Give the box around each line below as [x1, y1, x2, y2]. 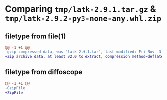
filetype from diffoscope [5, 68, 83, 76]
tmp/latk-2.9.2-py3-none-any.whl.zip [5, 14, 162, 23]
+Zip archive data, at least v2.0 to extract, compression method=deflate [5, 54, 164, 59]
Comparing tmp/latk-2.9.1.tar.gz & [5, 3, 156, 15]
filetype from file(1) [5, 32, 66, 40]
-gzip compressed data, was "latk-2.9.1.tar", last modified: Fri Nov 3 [5, 50, 162, 54]
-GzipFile [5, 86, 26, 91]
